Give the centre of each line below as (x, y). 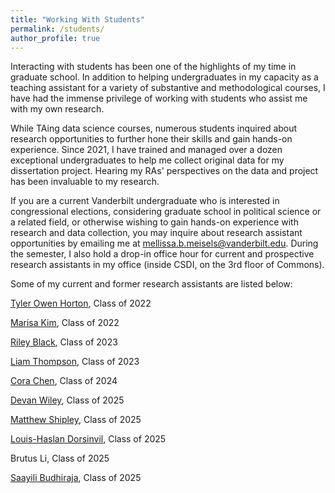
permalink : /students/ (57, 29)
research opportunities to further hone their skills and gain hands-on (151, 139)
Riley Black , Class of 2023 (64, 342)
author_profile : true (55, 38)
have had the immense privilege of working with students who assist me (159, 98)
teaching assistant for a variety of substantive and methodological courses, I (168, 88)
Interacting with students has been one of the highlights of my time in (153, 67)
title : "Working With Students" (77, 19)
